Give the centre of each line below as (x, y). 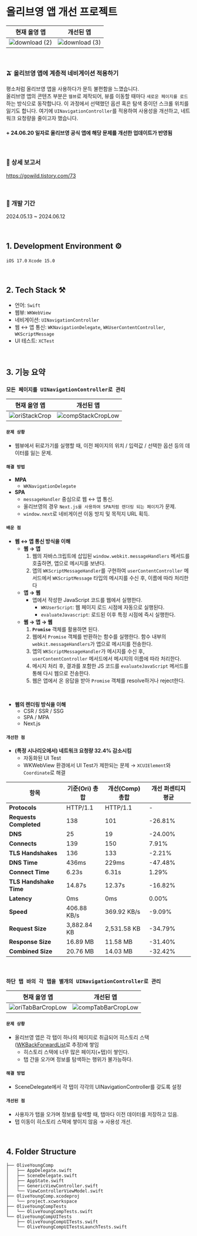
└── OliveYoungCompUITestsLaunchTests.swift (72, 1227)
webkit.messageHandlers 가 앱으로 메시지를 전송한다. (92, 644)
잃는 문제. (41, 453)
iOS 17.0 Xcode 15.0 (30, 261)
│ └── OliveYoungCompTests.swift (50, 1211)
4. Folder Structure (41, 1152)
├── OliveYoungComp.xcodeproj (43, 1196)
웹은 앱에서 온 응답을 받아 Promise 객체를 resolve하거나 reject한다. (108, 680)
